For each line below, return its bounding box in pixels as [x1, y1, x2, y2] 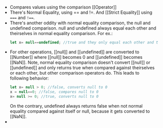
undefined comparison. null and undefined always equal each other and [9, 25, 157, 31]
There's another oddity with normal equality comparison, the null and [9, 20, 151, 26]
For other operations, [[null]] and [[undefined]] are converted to [9, 49, 140, 55]
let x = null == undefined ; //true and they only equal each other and [9, 40, 154, 45]
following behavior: [9, 75, 49, 81]
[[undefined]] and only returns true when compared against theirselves [9, 64, 155, 71]
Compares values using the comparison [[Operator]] [9, 4, 117, 10]
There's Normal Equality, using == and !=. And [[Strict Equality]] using [9, 9, 153, 15]
